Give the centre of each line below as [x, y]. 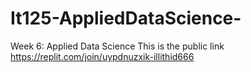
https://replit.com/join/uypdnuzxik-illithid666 [102, 56]
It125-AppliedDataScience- [126, 18]
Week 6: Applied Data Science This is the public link [117, 46]
